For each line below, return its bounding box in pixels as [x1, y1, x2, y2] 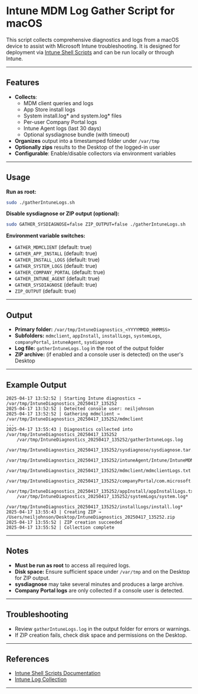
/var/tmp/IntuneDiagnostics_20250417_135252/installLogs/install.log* [6, 503, 183, 510]
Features [6, 78, 39, 88]
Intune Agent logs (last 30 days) [23, 125, 102, 132]
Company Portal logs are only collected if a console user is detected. [14, 587, 184, 594]
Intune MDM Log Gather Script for [6, 4, 175, 18]
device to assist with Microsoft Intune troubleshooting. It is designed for [6, 42, 181, 50]
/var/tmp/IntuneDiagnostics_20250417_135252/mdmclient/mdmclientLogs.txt [6, 467, 192, 473]
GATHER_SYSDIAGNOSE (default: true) [14, 281, 97, 289]
